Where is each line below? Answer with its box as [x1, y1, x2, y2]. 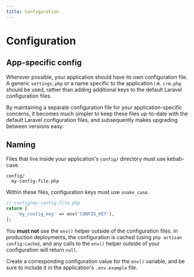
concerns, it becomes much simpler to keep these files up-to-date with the [6, 110, 189, 117]
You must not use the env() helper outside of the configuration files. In [6, 227, 178, 234]
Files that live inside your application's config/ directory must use [6, 155, 166, 163]
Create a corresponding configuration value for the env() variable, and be [6, 257, 185, 265]
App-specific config [6, 57, 82, 68]
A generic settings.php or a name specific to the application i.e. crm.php [6, 79, 182, 86]
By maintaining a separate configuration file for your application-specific [6, 104, 183, 111]
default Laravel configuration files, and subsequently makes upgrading [6, 116, 178, 123]
